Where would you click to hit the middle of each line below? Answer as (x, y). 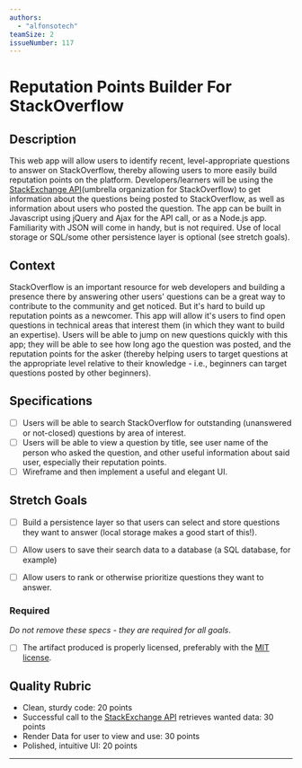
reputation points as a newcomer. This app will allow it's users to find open (147, 316)
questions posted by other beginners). (80, 373)
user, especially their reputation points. (94, 462)
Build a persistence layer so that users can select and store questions (151, 522)
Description (43, 139)
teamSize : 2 (31, 34)
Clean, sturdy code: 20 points (77, 708)
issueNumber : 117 (42, 43)
